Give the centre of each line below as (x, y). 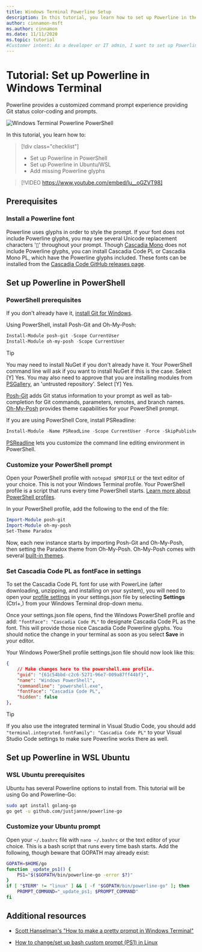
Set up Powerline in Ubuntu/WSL (70, 164)
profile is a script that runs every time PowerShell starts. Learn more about (98, 491)
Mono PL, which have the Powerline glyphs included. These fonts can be (96, 258)
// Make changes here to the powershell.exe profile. (86, 669)
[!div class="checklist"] (50, 146)
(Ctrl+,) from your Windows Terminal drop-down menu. (75, 603)
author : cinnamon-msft (35, 23)
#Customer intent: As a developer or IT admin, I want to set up (90, 46)
